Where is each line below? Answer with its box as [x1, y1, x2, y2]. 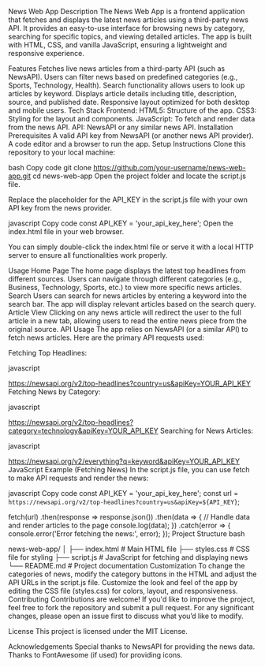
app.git [8, 171, 32, 181]
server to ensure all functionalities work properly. [8, 251, 168, 259]
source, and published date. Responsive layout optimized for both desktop [8, 98, 250, 106]
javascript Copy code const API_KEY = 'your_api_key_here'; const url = [8, 489, 239, 497]
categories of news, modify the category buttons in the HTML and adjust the [8, 569, 257, 579]
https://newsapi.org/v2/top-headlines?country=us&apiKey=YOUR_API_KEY [8, 378, 251, 388]
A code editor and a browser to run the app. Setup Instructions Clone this [8, 140, 246, 148]
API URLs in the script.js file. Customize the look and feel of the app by [8, 578, 238, 587]
